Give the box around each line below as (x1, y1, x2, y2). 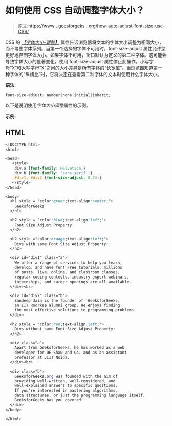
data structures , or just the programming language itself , (14, 393, 145, 398)
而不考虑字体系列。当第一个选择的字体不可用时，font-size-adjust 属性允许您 (5, 45, 166, 51)
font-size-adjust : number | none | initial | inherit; (5, 92, 111, 98)
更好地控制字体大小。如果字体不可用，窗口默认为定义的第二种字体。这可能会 (5, 52, 167, 58)
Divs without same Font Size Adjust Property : (14, 326, 116, 331)
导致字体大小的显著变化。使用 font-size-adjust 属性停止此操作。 (5, 58, 141, 64)
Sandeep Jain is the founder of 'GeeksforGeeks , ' (14, 298, 123, 303)
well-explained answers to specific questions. (14, 383, 118, 388)
